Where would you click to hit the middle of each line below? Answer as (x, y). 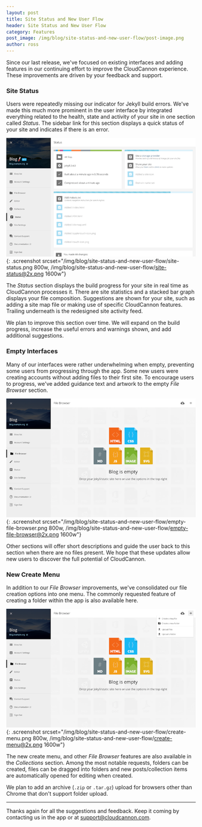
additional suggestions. (35, 336)
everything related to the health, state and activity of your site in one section (101, 117)
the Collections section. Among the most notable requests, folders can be (97, 763)
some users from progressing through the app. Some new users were (92, 371)
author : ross (23, 45)
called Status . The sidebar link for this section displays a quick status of (95, 123)
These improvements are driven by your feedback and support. (85, 75)
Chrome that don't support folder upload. (57, 793)
